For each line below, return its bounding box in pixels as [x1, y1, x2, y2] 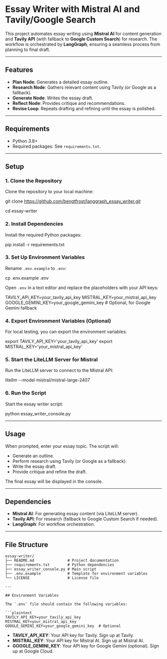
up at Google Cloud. [12, 648, 54, 655]
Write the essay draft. [12, 463, 57, 469]
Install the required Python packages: [5, 232, 82, 238]
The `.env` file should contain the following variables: [5, 602, 128, 607]
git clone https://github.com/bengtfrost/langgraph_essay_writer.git [5, 198, 141, 204]
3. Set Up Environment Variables [5, 254, 85, 261]
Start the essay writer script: [5, 401, 64, 407]
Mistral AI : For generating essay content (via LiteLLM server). [12, 511, 139, 517]
